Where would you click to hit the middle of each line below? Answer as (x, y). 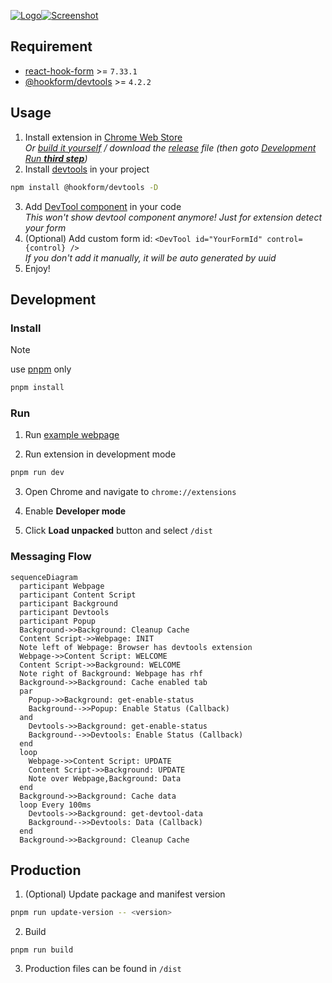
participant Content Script (78, 595)
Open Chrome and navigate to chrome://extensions (130, 492)
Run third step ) (56, 158)
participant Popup (58, 621)
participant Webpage (62, 586)
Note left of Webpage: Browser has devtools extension (136, 647)
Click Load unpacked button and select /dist (118, 531)
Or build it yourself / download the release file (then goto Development (170, 147)
